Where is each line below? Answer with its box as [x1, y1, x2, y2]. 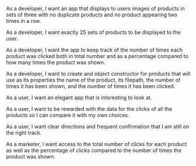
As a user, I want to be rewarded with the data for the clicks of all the [6, 106, 173, 112]
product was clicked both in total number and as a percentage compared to [6, 53, 189, 59]
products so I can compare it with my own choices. [6, 111, 130, 118]
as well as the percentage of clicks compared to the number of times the [6, 147, 182, 154]
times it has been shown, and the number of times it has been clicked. [6, 83, 175, 90]
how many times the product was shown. [6, 59, 106, 66]
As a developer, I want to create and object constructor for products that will [6, 70, 191, 77]
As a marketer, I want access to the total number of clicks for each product [6, 141, 187, 147]
